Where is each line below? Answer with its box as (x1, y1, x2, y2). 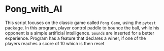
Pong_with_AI (5, 3, 63, 15)
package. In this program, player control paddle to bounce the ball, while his (5, 25, 160, 30)
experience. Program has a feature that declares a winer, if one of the (5, 35, 146, 41)
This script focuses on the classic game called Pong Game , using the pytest (5, 20, 156, 25)
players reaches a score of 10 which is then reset (5, 40, 105, 46)
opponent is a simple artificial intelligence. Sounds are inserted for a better (5, 30, 154, 36)
